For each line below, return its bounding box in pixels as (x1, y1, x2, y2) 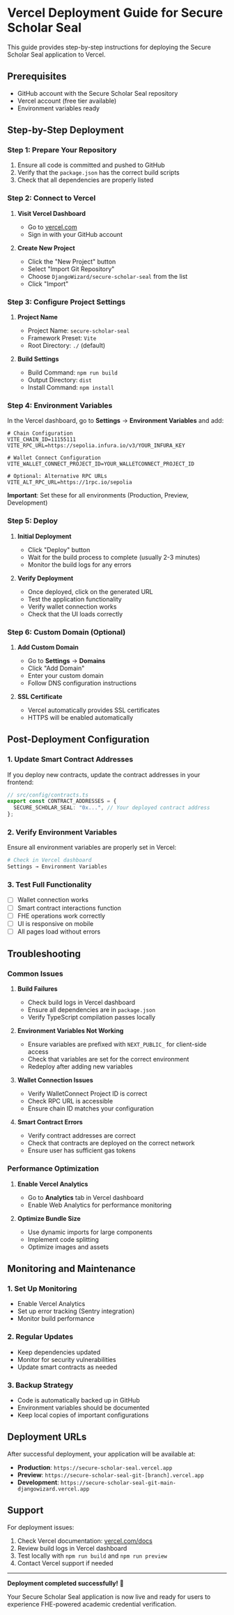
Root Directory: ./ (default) (27, 341, 106, 350)
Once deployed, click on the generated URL (27, 587, 153, 595)
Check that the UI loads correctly (27, 609, 123, 618)
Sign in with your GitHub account (27, 230, 123, 238)
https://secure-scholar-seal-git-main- (60, 1479, 176, 1486)
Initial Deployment (17, 532, 72, 540)
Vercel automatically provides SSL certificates (27, 706, 160, 714)
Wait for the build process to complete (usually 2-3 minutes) (27, 553, 201, 561)
